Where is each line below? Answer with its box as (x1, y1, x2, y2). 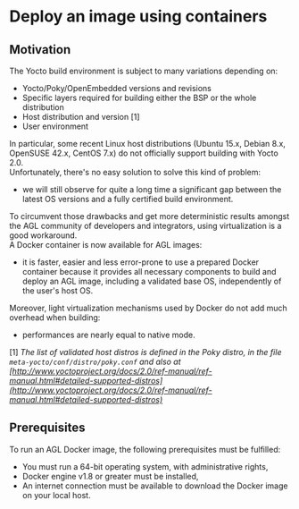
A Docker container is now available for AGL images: (9, 240, 203, 250)
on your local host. (21, 489, 91, 500)
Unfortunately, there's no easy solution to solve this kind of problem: (9, 167, 262, 177)
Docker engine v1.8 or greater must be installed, (21, 471, 199, 481)
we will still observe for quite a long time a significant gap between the (21, 184, 282, 194)
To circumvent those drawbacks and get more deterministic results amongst (9, 211, 290, 221)
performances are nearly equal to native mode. (21, 329, 195, 340)
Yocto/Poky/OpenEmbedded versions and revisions (21, 83, 212, 93)
